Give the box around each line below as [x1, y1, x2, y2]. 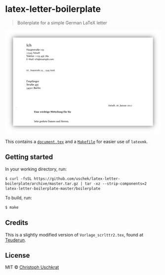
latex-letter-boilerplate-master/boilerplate [5, 186, 100, 191]
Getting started [5, 153, 53, 161]
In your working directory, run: [5, 166, 67, 172]
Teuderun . [5, 237, 26, 243]
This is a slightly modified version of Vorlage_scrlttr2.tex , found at [5, 232, 144, 237]
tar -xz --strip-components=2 [84, 181, 147, 186]
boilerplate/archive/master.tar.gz [5, 181, 79, 186]
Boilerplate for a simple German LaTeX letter [17, 20, 107, 26]
